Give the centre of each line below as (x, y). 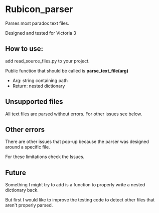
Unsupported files (34, 102)
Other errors (25, 129)
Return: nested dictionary (39, 86)
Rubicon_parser (39, 9)
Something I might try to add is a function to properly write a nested (75, 185)
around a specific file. (28, 147)
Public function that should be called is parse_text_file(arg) (67, 70)
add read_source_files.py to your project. (47, 61)
